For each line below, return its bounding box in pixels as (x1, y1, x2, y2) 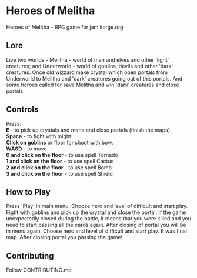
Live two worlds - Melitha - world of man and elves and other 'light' (6, 56, 169, 63)
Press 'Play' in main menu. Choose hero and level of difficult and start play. (6, 203, 188, 210)
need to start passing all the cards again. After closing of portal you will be (6, 222, 186, 229)
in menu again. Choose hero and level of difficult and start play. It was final (6, 227, 187, 235)
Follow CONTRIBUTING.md (6, 266, 72, 274)
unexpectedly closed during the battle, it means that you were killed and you (6, 215, 192, 222)
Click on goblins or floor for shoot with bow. (6, 139, 113, 146)
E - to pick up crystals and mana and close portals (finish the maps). (6, 126, 172, 133)
